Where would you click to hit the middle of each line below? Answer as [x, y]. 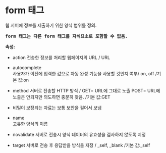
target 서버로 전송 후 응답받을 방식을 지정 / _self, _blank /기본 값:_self [81, 145]
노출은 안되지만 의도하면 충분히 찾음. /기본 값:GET [62, 97]
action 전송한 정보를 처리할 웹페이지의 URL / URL [61, 57]
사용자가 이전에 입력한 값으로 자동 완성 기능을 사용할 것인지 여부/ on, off [83, 73]
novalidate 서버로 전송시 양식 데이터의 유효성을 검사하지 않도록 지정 [79, 134]
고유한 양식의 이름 [30, 124]
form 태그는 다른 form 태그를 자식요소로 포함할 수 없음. [67, 36]
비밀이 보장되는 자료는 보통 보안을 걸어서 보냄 [57, 108]
